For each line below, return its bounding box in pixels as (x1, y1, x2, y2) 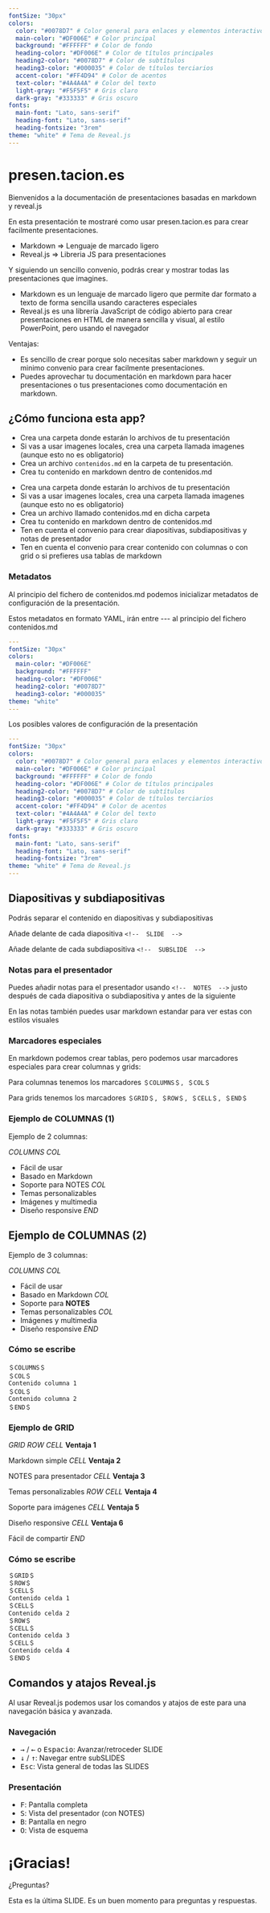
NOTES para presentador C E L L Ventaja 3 (8, 1472, 145, 1481)
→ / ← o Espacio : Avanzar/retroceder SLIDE (19, 1745, 163, 1755)
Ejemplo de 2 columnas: (8, 1131, 88, 1141)
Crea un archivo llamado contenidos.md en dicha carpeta (19, 508, 211, 518)
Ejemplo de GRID (8, 1422, 75, 1433)
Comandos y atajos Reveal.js (8, 1677, 157, 1690)
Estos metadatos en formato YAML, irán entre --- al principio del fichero (8, 613, 247, 623)
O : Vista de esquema (19, 1825, 88, 1835)
